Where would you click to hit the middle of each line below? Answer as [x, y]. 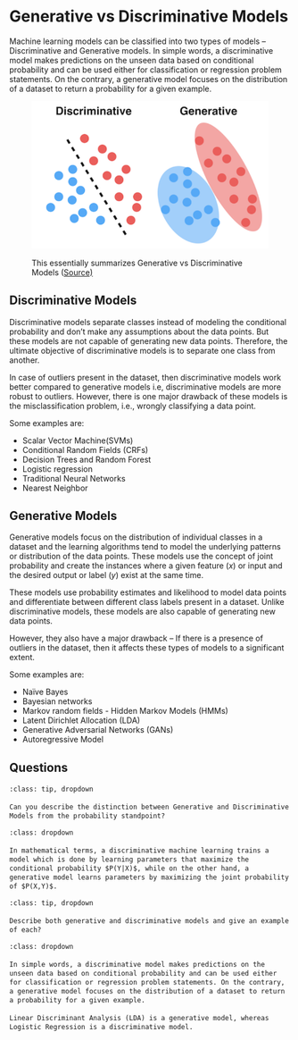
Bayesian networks [57, 701]
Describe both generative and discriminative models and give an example [149, 921]
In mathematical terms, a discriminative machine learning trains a [139, 851]
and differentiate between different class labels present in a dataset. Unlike [147, 602]
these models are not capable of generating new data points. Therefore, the [149, 340]
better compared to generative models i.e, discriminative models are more [145, 387]
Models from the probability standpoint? [87, 816]
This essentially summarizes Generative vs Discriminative [137, 263]
